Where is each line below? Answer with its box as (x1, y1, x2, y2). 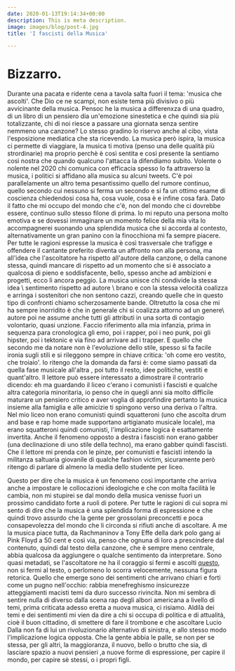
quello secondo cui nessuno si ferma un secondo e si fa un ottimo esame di (7, 187, 226, 195)
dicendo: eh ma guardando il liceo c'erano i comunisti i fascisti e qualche (7, 381, 217, 389)
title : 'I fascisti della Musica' (7, 30, 109, 37)
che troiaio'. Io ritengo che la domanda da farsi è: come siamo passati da (7, 358, 217, 367)
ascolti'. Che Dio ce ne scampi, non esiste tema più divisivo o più (7, 97, 194, 105)
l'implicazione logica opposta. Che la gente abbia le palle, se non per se (7, 633, 215, 641)
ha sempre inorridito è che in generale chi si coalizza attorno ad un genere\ (7, 306, 224, 315)
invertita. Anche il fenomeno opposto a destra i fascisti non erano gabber (7, 433, 219, 441)
